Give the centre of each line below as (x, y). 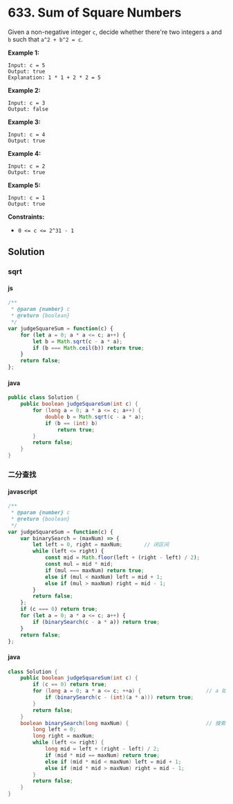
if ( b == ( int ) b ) (71, 423)
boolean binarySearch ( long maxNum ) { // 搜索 (123, 723)
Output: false (28, 109)
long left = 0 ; (55, 730)
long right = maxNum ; (64, 736)
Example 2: (24, 90)
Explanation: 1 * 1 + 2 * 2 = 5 (54, 78)
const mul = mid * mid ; (79, 564)
